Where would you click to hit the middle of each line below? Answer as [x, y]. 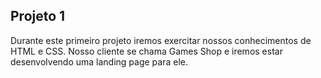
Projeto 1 [38, 16]
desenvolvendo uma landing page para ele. [99, 61]
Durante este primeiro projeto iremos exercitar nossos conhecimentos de [161, 40]
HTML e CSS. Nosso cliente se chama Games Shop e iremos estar [146, 51]
